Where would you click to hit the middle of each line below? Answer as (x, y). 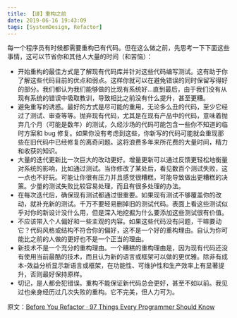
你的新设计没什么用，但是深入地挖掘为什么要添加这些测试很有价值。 (129, 213)
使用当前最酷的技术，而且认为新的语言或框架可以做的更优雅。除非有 (123, 257)
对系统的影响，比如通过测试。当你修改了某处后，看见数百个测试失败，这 (122, 169)
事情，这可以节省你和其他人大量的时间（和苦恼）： (80, 56)
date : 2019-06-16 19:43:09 (47, 20)
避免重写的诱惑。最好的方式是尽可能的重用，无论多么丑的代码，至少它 (120, 107)
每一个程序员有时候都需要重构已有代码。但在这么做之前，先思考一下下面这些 (119, 48)
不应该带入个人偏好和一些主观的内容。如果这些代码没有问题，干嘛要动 (120, 221)
